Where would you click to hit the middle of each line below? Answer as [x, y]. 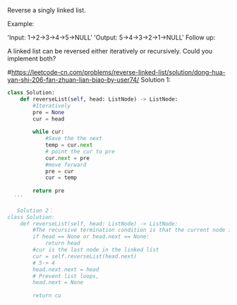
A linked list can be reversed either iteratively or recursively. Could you [110, 51]
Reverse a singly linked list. [47, 10]
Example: [21, 24]
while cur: [49, 132]
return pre [49, 191]
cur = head [49, 119]
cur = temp [61, 178]
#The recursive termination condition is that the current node [129, 230]
